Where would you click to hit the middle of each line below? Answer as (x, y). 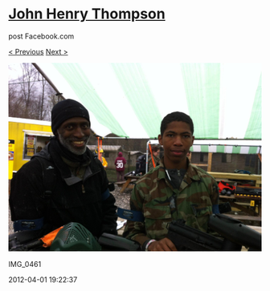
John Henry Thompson (87, 14)
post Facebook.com (41, 36)
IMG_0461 (25, 265)
